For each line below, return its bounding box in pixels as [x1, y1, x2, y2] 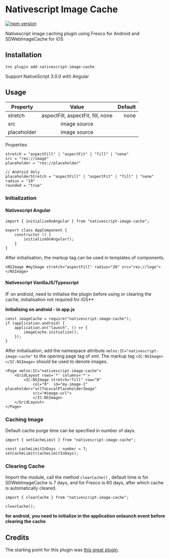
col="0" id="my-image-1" [32, 382, 88, 387]
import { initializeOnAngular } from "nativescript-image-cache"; [5, 218, 150, 224]
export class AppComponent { [5, 228, 67, 233]
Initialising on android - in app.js [5, 306, 75, 313]
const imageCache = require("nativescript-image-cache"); [5, 316, 131, 321]
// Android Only [5, 169, 40, 174]
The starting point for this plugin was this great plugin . [5, 547, 119, 553]
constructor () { [14, 232, 52, 237]
